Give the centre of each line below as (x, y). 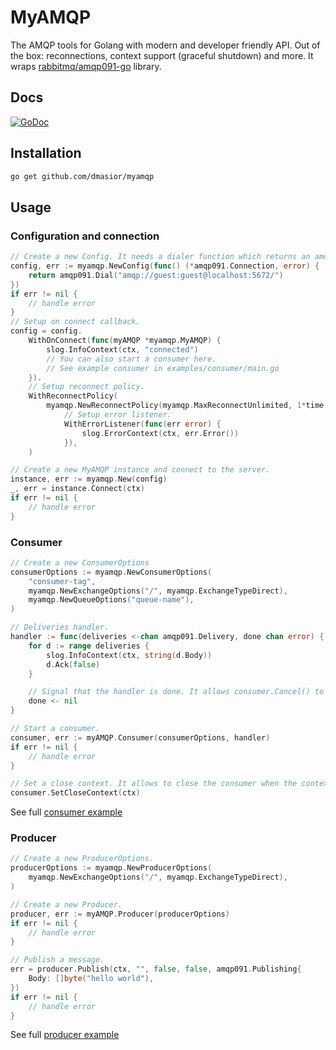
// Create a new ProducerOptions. (82, 859)
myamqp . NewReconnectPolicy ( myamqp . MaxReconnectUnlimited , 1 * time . (187, 406)
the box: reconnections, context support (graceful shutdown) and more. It (162, 55)
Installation (46, 153)
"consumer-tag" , (62, 581)
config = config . (46, 331)
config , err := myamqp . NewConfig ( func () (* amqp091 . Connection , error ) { (165, 266)
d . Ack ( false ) (73, 664)
